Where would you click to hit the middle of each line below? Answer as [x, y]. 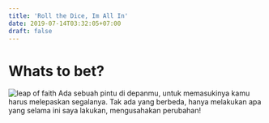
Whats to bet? [57, 71]
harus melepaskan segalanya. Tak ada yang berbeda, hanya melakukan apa [135, 102]
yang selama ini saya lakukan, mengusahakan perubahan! [105, 111]
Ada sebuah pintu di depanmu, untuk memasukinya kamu [154, 93]
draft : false [30, 31]
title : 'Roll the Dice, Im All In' [68, 16]
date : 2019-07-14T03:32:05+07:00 [65, 23]
